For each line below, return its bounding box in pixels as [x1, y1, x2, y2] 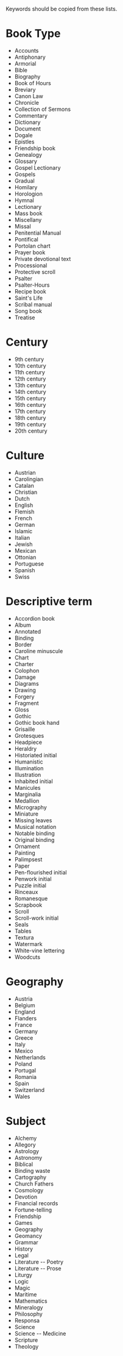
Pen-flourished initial [14, 868, 68, 876]
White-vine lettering [14, 947, 65, 954]
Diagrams [14, 680, 39, 687]
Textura [14, 934, 34, 941]
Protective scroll [14, 268, 56, 275]
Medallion [14, 797, 40, 805]
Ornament [14, 843, 40, 850]
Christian [14, 488, 38, 496]
